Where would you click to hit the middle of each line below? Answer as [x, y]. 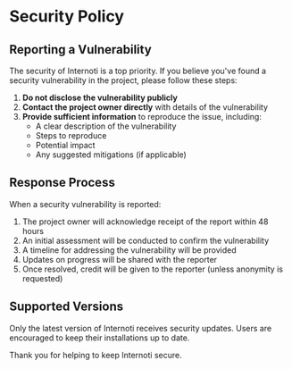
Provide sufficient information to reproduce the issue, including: [142, 117]
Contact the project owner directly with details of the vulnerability [145, 107]
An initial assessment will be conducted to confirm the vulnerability [146, 240]
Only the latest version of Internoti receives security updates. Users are [141, 328]
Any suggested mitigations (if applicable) [111, 155]
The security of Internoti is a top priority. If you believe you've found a [138, 71]
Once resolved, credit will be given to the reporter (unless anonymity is [153, 269]
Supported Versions [66, 307]
